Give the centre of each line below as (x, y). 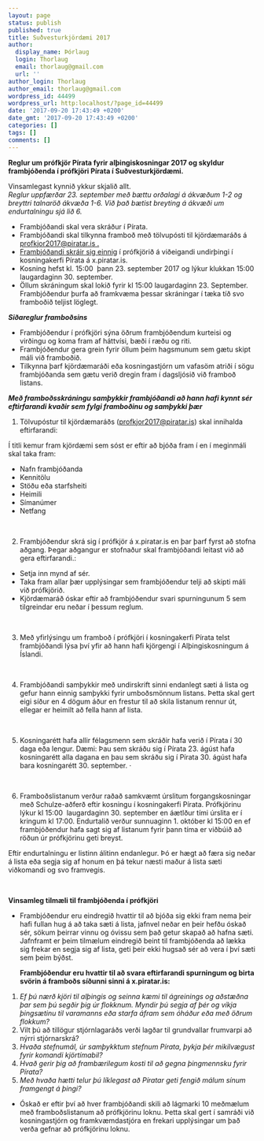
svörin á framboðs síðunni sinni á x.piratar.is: (95, 981)
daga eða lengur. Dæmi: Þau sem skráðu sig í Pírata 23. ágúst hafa (127, 749)
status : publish (35, 23)
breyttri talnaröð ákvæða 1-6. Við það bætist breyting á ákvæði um (116, 203)
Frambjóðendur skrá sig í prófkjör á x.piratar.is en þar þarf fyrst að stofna (137, 541)
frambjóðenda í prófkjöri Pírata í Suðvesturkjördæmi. (96, 171)
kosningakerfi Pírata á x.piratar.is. (73, 260)
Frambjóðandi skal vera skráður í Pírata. (83, 226)
